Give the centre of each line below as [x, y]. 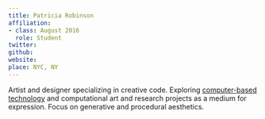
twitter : [23, 45]
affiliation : [30, 23]
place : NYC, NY [33, 67]
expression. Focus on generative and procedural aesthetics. [106, 106]
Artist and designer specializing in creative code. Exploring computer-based [133, 90]
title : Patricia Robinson [51, 15]
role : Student [38, 38]
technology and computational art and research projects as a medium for [128, 98]
